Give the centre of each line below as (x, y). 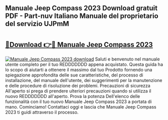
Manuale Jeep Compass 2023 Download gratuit (81, 8)
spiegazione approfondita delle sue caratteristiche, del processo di (74, 75)
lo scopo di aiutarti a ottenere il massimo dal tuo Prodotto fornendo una (79, 70)
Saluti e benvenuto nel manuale (127, 59)
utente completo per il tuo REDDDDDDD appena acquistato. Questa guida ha (84, 64)
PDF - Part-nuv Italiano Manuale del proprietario (82, 16)
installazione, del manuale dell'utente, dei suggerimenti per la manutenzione (84, 80)
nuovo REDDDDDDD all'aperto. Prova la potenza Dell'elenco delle (73, 96)
